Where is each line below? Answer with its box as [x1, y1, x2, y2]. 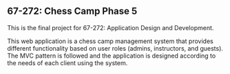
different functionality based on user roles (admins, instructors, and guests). [7, 44, 224, 52]
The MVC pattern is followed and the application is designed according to [7, 51, 216, 60]
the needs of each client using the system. [7, 58, 128, 67]
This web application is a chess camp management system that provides [7, 37, 213, 45]
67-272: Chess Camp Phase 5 [7, 5, 138, 17]
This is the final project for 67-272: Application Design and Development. [7, 23, 214, 32]
